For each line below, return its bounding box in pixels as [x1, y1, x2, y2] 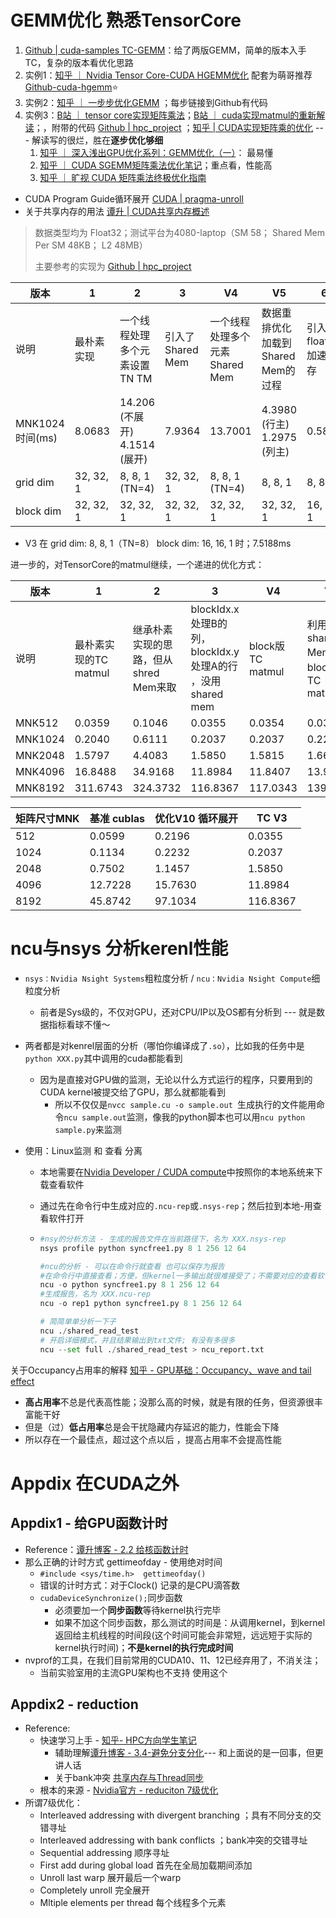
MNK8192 [15, 781, 65, 795]
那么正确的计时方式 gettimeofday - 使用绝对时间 [24, 1556, 223, 1568]
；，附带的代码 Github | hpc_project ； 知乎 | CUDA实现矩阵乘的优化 [33, 121, 314, 133]
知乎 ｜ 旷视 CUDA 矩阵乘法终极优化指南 [39, 171, 207, 183]
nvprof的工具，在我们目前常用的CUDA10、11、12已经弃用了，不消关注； [24, 1654, 322, 1666]
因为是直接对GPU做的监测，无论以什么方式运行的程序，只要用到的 [39, 1073, 313, 1085]
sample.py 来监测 [54, 1123, 122, 1135]
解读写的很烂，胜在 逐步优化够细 [31, 134, 164, 146]
